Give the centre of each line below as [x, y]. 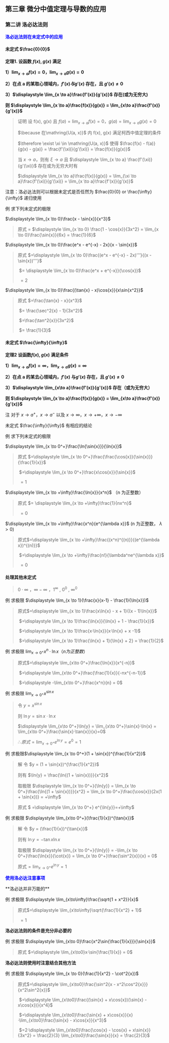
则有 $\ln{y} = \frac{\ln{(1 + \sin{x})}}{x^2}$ [63, 775]
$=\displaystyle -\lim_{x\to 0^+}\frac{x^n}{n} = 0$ [71, 683]
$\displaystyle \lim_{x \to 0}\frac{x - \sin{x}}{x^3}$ [58, 219]
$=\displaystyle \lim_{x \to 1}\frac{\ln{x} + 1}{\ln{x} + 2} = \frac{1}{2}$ [91, 641]
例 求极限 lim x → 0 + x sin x [30, 694]
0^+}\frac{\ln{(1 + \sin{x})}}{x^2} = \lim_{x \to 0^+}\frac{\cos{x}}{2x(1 [90, 792]
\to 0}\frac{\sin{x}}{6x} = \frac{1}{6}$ [57, 235]
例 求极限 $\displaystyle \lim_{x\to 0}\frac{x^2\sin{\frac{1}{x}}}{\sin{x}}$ [80, 942]
